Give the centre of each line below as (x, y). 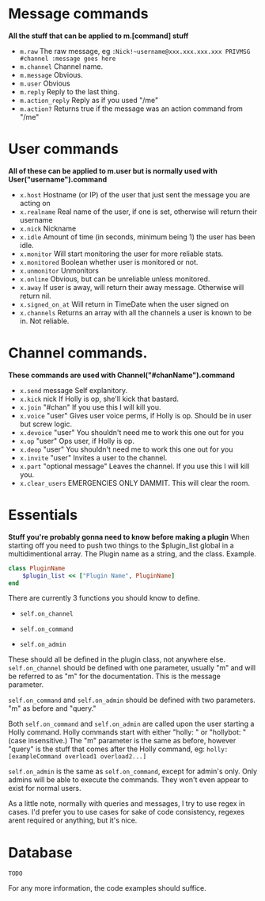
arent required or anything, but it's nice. (73, 820)
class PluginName (37, 568)
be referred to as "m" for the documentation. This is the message (115, 676)
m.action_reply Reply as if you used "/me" (89, 100)
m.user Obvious (45, 83)
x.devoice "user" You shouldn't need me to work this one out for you (131, 432)
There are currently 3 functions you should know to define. (104, 598)
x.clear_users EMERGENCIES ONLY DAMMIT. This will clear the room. (135, 483)
